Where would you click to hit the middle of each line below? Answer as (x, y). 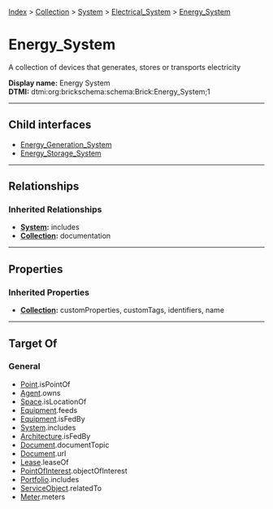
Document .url (43, 453)
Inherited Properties (49, 292)
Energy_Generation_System (66, 144)
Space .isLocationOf (53, 401)
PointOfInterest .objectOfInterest (74, 471)
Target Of (33, 343)
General (24, 366)
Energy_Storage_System (61, 153)
